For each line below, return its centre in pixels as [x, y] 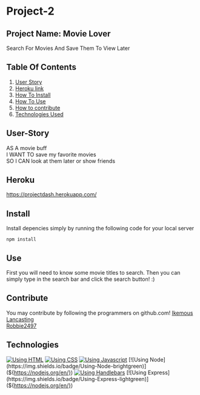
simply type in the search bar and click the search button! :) [81, 279]
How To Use [30, 101]
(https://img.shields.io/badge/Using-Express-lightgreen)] [78, 379]
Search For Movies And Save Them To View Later [68, 48]
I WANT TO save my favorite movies [51, 154]
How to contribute [38, 108]
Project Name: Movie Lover [58, 34]
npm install [21, 239]
